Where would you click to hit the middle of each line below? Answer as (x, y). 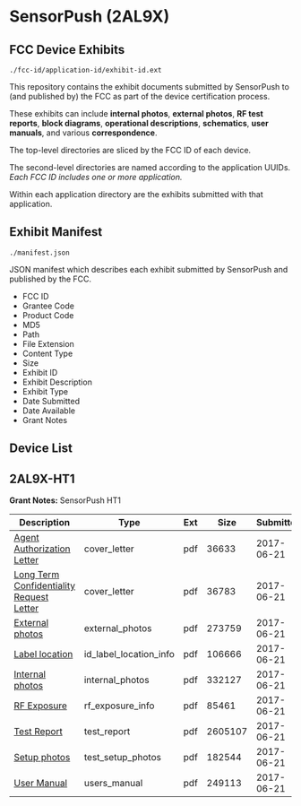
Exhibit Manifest (56, 232)
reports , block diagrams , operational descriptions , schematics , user (139, 123)
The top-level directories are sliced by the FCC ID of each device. (130, 150)
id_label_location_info (129, 654)
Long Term (37, 575)
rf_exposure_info (119, 706)
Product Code (48, 315)
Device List (41, 449)
